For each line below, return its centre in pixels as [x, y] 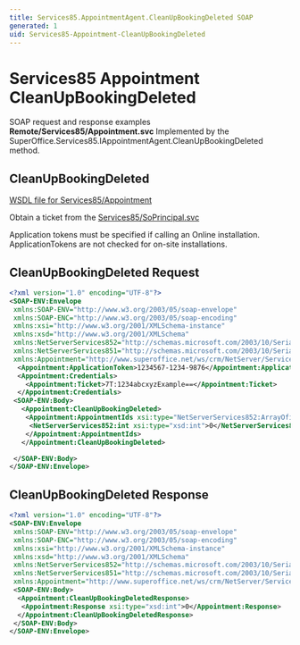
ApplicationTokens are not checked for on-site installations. [118, 244]
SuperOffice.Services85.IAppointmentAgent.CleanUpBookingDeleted [136, 141]
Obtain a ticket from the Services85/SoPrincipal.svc [104, 218]
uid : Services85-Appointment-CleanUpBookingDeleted [107, 34]
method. [25, 151]
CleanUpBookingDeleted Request [104, 272]
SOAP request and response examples [80, 122]
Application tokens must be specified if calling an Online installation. [135, 235]
